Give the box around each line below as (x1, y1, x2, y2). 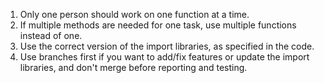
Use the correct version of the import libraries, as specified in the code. (19, 40, 315, 52)
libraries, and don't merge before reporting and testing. (19, 62, 248, 73)
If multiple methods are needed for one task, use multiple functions (19, 19, 297, 31)
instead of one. (19, 30, 83, 41)
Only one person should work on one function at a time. (19, 9, 250, 20)
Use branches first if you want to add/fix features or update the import (19, 51, 310, 63)
